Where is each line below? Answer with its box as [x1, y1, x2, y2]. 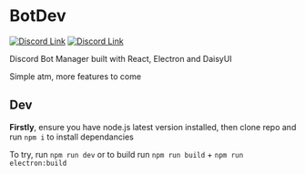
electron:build [9, 159, 67, 168]
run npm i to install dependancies [9, 131, 134, 142]
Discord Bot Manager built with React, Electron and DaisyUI [9, 53, 232, 64]
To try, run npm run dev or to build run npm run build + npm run [9, 149, 244, 160]
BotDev [9, 5, 66, 26]
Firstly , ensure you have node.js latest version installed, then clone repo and [9, 121, 297, 132]
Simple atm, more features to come [9, 70, 142, 82]
